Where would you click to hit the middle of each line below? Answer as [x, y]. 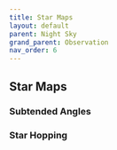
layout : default [39, 26]
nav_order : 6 [33, 51]
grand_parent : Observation [59, 42]
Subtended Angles [50, 112]
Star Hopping [39, 136]
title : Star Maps [41, 17]
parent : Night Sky [43, 34]
